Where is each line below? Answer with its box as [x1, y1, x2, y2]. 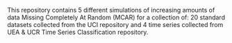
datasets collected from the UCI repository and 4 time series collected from [7, 21, 224, 28]
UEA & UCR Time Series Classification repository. [7, 28, 149, 36]
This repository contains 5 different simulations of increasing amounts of [7, 6, 215, 14]
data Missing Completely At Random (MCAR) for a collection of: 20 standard [7, 13, 226, 21]
